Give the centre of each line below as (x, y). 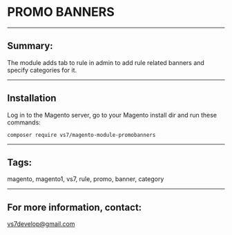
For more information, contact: (75, 207)
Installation (32, 98)
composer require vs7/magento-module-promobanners (81, 135)
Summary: (30, 46)
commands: (24, 122)
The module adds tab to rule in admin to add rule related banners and (106, 62)
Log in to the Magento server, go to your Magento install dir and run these (112, 115)
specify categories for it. (42, 70)
